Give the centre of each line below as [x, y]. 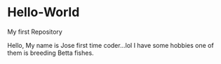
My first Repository [35, 32]
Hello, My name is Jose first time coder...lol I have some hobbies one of [110, 45]
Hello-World [43, 12]
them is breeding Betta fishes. [51, 53]
